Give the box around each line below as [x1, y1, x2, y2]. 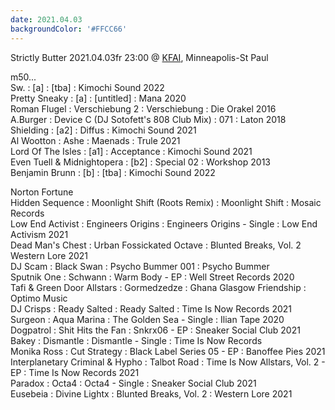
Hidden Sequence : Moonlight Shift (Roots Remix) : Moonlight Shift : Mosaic [10, 196, 322, 208]
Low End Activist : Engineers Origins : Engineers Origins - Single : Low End [10, 217, 318, 230]
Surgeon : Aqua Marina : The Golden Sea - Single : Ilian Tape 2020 [10, 313, 285, 325]
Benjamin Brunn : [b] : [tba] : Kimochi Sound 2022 [10, 166, 216, 178]
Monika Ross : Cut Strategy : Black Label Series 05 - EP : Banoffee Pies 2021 [10, 345, 326, 357]
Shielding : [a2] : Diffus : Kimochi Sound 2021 [10, 124, 197, 136]
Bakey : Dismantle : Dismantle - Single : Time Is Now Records [10, 334, 263, 346]
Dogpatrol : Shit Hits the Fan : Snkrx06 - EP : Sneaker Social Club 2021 [10, 324, 301, 336]
